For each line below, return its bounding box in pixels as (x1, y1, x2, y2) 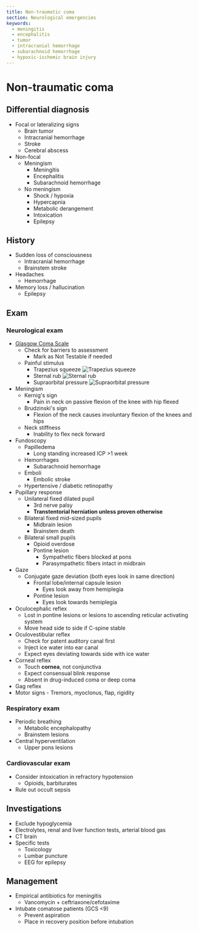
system (24, 618, 43, 626)
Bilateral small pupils (24, 534, 76, 542)
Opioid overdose (33, 540, 75, 548)
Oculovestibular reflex (15, 631, 70, 638)
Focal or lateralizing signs (15, 120, 80, 128)
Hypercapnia (33, 198, 66, 206)
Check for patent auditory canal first (24, 637, 115, 645)
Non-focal (15, 153, 41, 160)
